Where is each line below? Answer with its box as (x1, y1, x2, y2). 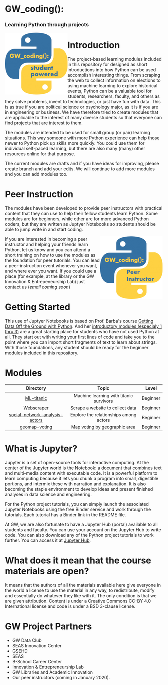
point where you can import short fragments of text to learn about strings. (5, 339, 157, 345)
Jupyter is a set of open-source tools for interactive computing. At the (5, 459, 149, 465)
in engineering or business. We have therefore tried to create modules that (5, 109, 159, 115)
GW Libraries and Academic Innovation (12, 669, 93, 675)
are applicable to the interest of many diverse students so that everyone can (5, 115, 162, 121)
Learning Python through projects (5, 21, 89, 28)
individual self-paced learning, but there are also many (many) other (5, 146, 146, 152)
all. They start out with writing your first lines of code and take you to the (5, 334, 155, 340)
